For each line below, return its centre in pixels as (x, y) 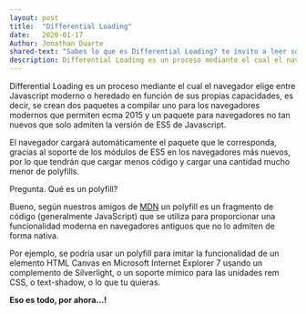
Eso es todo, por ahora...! (58, 300)
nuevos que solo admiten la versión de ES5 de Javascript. (118, 125)
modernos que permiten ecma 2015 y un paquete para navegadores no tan (150, 115)
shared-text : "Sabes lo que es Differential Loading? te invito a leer (148, 52)
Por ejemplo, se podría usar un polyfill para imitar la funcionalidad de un (144, 253)
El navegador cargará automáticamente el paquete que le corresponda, (143, 142)
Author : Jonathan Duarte (56, 43)
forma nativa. (34, 236)
